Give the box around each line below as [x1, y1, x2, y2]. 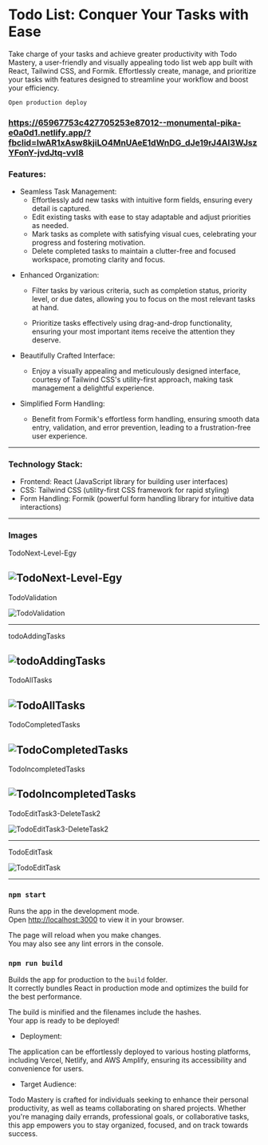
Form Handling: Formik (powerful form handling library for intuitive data [19, 494, 254, 503]
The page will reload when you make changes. [8, 931, 162, 940]
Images [8, 530, 38, 541]
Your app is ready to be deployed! [8, 1016, 120, 1026]
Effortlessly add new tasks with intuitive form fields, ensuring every [31, 195, 253, 205]
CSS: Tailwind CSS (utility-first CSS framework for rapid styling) [19, 486, 230, 495]
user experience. [31, 431, 88, 441]
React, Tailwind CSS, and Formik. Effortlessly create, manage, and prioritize [8, 66, 257, 75]
